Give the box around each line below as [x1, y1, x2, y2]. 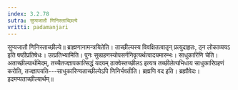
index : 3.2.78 [7, 10, 50, 18]
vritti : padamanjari [7, 23, 69, 30]
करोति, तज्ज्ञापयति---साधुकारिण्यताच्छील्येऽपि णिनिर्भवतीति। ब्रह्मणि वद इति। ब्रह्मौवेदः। [7, 67, 201, 75]
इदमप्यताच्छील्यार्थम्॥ [7, 75, 54, 84]
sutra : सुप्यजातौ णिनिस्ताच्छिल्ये [7, 17, 78, 24]
